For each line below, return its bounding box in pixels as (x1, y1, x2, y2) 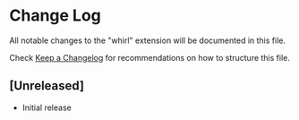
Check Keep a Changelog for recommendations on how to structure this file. (9, 52, 291, 63)
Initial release (21, 102, 72, 113)
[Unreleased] (9, 78, 85, 94)
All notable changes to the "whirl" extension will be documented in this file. (9, 35, 286, 46)
